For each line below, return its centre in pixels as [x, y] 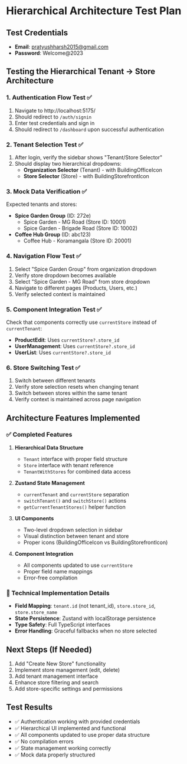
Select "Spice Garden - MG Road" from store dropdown [82, 281]
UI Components [34, 518]
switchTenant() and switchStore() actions [75, 500]
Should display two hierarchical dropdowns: [68, 163]
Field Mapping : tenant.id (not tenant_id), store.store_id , [85, 606]
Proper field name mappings [58, 571]
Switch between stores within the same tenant [71, 393]
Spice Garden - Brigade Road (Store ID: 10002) [80, 228]
